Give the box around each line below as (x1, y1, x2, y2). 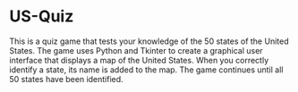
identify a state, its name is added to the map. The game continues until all (9, 64, 284, 75)
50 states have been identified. (9, 73, 123, 84)
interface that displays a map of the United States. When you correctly (9, 54, 269, 65)
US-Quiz (9, 6, 74, 27)
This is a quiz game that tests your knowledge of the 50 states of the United (9, 36, 289, 46)
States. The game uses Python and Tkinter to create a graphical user (9, 45, 263, 55)
